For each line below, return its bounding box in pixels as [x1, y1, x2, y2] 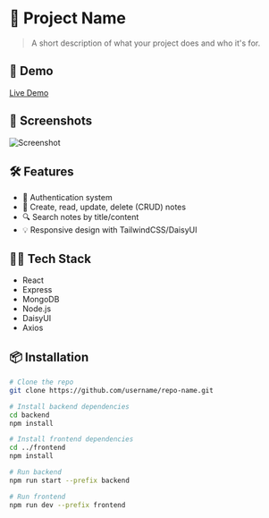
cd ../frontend [9, 443, 66, 453]
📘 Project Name [9, 8, 127, 29]
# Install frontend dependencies [9, 435, 134, 444]
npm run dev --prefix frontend [9, 500, 126, 509]
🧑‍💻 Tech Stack [9, 251, 92, 267]
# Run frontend [9, 492, 66, 501]
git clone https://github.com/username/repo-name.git [9, 386, 214, 395]
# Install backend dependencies [9, 402, 130, 411]
